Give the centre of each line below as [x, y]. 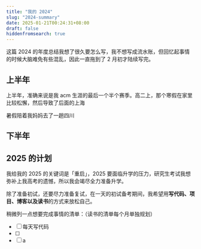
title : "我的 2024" [30, 12]
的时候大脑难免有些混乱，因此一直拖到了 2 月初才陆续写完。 [80, 59]
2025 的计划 [29, 158]
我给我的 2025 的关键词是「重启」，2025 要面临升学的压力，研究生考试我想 [99, 174]
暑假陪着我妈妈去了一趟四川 [40, 115]
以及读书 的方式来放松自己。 [61, 201]
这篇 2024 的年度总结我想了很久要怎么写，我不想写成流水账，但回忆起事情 [98, 52]
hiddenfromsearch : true [36, 34]
